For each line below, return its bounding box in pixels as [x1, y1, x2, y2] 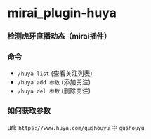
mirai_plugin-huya [7, 5, 117, 21]
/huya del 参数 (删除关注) [17, 86, 91, 95]
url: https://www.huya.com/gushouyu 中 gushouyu [7, 123, 145, 131]
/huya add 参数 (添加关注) [17, 78, 91, 86]
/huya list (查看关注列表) [17, 69, 93, 78]
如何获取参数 [7, 106, 51, 116]
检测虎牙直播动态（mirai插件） [7, 32, 112, 41]
